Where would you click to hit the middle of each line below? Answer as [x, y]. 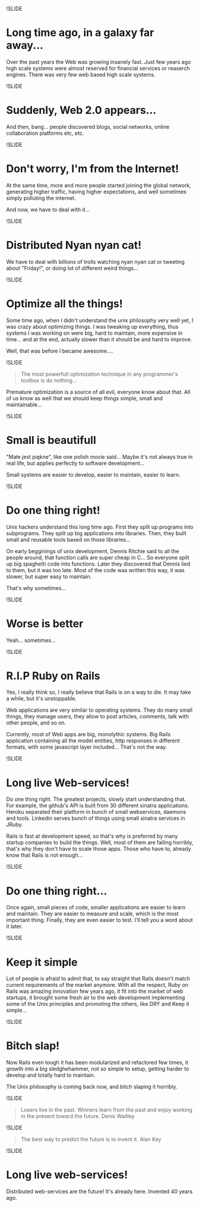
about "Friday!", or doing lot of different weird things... [72, 268]
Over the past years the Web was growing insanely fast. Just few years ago [99, 61]
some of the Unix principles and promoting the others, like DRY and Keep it [98, 1004]
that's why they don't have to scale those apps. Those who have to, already [99, 849]
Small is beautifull [51, 440]
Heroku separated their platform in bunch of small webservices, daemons [96, 812]
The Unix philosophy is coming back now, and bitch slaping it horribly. [92, 1087]
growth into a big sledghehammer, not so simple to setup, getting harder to [98, 1069]
